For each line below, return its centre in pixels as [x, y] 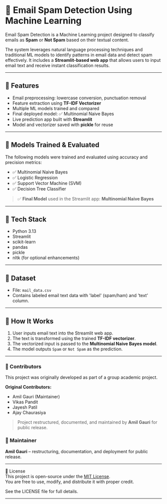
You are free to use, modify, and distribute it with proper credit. [70, 482]
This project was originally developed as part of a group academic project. [82, 377]
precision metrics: [24, 162]
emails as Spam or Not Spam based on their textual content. [67, 40]
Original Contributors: [28, 387]
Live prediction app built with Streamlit [52, 119]
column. [21, 301]
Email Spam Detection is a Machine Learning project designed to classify [80, 34]
